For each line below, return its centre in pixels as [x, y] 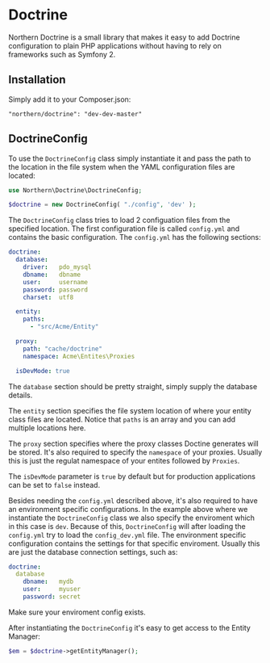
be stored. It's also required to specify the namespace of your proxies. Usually [135, 452]
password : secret [52, 597]
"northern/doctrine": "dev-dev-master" [75, 114]
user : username [56, 282]
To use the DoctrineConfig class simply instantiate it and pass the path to [130, 158]
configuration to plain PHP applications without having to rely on [115, 45]
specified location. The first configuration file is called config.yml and [124, 229]
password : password [56, 290]
